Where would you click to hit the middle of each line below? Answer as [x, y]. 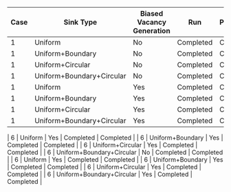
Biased [152, 13]
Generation [152, 31]
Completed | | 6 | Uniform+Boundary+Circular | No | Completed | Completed [115, 152]
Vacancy [152, 22]
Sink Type [80, 22]
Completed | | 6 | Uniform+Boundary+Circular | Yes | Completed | [100, 174]
